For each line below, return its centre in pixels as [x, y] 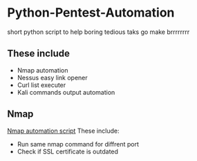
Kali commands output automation [66, 92]
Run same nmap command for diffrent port [78, 144]
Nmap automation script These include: [63, 131]
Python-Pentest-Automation [91, 13]
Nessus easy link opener [52, 77]
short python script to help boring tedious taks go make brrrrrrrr [98, 32]
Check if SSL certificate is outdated [68, 151]
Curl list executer [41, 85]
